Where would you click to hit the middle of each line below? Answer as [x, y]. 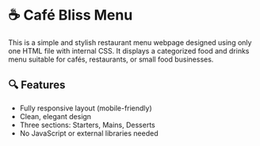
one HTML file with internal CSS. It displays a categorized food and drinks [129, 51]
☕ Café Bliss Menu [71, 15]
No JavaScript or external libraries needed [89, 133]
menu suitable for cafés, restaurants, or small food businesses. [111, 59]
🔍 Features [37, 85]
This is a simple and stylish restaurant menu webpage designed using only [130, 42]
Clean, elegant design [55, 116]
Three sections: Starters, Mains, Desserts [88, 125]
